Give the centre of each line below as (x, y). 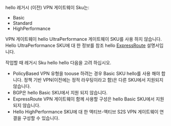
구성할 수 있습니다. (41, 118)
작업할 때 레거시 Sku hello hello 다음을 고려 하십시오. (58, 62)
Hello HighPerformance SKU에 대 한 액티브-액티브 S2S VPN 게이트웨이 (85, 112)
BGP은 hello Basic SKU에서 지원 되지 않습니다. (60, 93)
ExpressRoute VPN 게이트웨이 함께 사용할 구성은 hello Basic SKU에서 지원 (88, 99)
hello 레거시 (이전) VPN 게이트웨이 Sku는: (47, 7)
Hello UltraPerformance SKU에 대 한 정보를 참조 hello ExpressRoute (75, 45)
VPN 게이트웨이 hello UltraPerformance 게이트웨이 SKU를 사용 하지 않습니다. (84, 39)
